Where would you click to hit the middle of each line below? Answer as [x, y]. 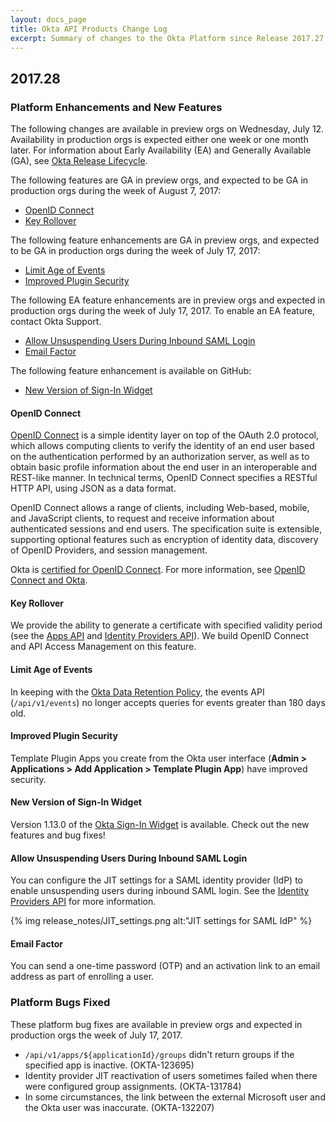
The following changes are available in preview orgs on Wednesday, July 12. [167, 129]
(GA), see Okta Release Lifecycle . [79, 161]
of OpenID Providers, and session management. [109, 550]
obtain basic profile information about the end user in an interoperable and [164, 467]
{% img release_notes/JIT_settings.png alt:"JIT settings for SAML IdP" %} [161, 921]
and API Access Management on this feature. [103, 647]
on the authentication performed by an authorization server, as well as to [160, 457]
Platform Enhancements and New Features [116, 107]
